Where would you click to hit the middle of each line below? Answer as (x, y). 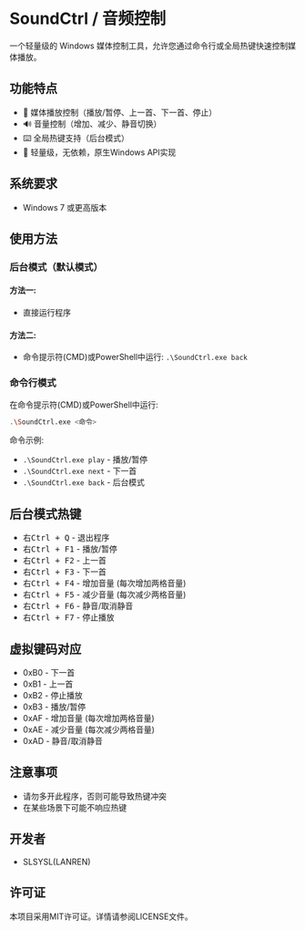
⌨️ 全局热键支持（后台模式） (76, 138)
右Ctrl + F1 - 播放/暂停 (70, 549)
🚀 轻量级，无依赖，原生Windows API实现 (99, 152)
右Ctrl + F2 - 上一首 (64, 561)
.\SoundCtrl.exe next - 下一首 (80, 471)
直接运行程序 (46, 313)
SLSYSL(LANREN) (56, 862)
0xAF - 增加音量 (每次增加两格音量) (88, 718)
